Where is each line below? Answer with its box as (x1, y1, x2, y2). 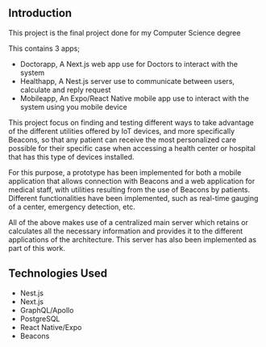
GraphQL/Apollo (19, 305, 74, 315)
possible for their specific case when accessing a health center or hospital (8, 143, 256, 153)
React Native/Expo (19, 322, 82, 332)
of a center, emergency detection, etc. (8, 202, 135, 211)
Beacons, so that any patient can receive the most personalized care (8, 135, 236, 144)
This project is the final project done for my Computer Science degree (8, 27, 241, 37)
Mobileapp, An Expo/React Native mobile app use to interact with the (19, 93, 250, 103)
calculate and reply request (19, 85, 111, 94)
